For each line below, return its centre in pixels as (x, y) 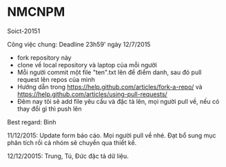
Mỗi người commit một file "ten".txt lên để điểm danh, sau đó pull (109, 72)
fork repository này (44, 57)
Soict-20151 (24, 31)
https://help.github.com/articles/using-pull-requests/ (92, 94)
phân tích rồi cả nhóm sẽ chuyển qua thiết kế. (72, 142)
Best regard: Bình (32, 122)
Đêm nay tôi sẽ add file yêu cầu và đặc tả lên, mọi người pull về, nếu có (118, 101)
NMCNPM (36, 12)
